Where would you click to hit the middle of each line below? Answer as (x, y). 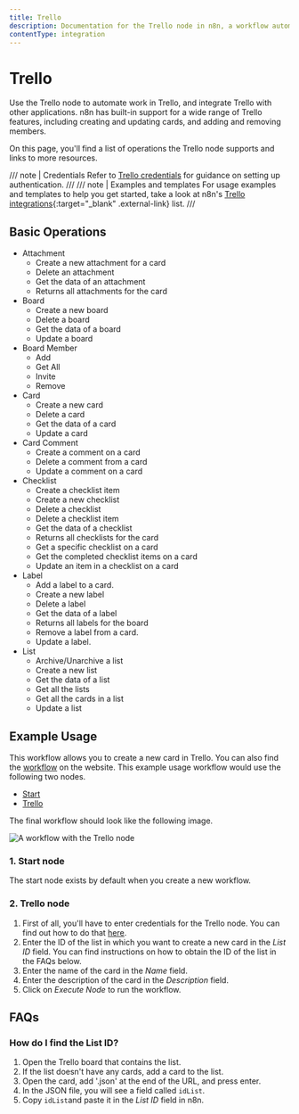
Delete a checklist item (77, 519)
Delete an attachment (75, 272)
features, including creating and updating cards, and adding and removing (145, 122)
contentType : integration (57, 34)
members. (28, 131)
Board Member (49, 348)
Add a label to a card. (74, 585)
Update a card (61, 433)
